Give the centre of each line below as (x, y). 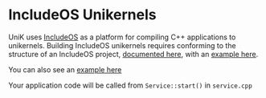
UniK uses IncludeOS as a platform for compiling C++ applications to (122, 37)
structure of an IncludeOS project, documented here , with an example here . (133, 54)
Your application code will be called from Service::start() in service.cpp (131, 85)
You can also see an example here (65, 69)
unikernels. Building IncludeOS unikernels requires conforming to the (122, 45)
